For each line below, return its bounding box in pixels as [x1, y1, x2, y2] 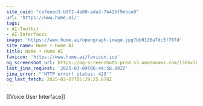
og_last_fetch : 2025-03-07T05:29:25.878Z [6, 76, 112, 82]
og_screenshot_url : [6, 59, 56, 65]
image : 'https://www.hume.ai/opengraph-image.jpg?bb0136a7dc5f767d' [6, 37, 182, 43]
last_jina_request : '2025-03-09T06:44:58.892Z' [6, 65, 129, 71]
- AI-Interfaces [6, 31, 47, 38]
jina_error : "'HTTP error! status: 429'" [6, 71, 112, 77]
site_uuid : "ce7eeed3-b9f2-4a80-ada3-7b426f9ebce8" [6, 8, 139, 15]
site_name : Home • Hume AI [6, 43, 74, 49]
